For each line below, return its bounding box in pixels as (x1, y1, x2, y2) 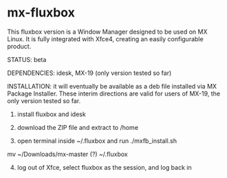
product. (7, 42, 32, 50)
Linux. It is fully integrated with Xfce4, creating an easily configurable (7, 34, 204, 43)
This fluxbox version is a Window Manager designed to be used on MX (7, 27, 208, 36)
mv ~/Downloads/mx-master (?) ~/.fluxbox (7, 150, 129, 158)
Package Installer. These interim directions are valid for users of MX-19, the (7, 89, 221, 98)
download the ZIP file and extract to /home (17, 123, 139, 131)
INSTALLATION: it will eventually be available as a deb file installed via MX (7, 82, 217, 90)
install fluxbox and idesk (17, 110, 86, 118)
